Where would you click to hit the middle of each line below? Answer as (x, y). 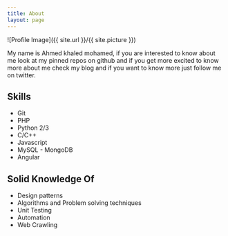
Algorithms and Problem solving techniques (79, 203)
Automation (34, 217)
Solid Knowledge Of (51, 179)
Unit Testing (34, 210)
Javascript (32, 143)
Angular (28, 157)
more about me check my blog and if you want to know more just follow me (114, 68)
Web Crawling (37, 225)
